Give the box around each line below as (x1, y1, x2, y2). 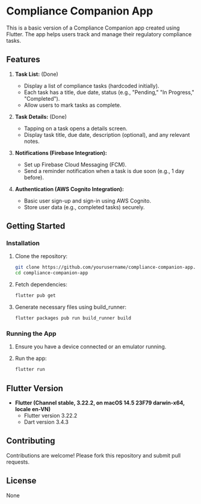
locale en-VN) (14, 405, 51, 412)
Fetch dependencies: (14, 281, 68, 288)
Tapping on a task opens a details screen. (23, 125, 128, 132)
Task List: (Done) (14, 71, 58, 78)
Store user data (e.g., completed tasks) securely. (23, 203, 145, 210)
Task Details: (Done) (14, 113, 67, 120)
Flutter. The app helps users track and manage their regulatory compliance (6, 30, 192, 37)
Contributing (6, 436, 55, 446)
